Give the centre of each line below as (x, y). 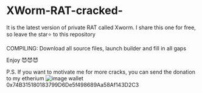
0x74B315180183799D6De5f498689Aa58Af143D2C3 (73, 84)
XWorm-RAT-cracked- (65, 11)
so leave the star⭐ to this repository (51, 34)
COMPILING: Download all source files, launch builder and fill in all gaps (96, 48)
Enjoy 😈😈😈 (22, 60)
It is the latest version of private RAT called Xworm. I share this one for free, (101, 27)
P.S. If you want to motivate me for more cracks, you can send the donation (101, 72)
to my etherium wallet (45, 78)
